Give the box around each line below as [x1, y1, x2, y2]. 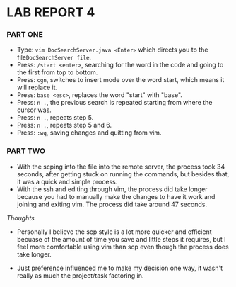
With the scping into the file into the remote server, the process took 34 [16, 162, 225, 171]
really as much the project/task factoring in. [16, 271, 144, 280]
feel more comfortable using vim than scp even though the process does [16, 242, 229, 251]
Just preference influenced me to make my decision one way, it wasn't [16, 264, 223, 272]
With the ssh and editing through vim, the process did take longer [16, 185, 208, 193]
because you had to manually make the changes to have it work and [16, 192, 216, 201]
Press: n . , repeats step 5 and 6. [16, 121, 112, 130]
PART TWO [6, 146, 46, 156]
